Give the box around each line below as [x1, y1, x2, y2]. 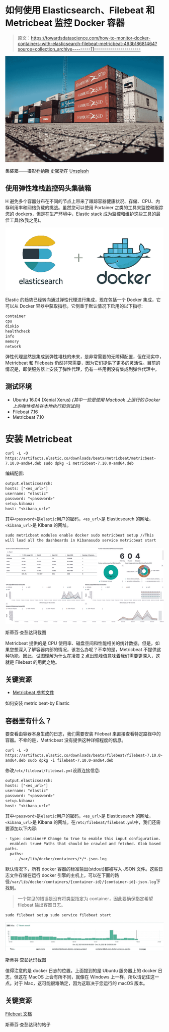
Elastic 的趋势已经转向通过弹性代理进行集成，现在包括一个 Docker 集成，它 [5, 297, 161, 303]
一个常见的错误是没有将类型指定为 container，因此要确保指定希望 [17, 896, 153, 902]
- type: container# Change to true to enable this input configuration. [5, 837, 161, 842]
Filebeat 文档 [5, 1011, 32, 1017]
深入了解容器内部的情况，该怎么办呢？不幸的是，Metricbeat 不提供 [18, 646, 157, 652]
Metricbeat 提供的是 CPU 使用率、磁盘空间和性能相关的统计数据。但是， [5, 640, 155, 646]
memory [5, 339, 19, 344]
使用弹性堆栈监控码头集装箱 [5, 184, 92, 192]
